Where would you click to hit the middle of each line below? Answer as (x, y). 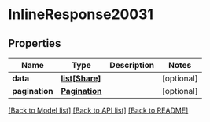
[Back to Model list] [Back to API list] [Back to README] (98, 110)
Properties (35, 43)
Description (132, 65)
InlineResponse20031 (81, 14)
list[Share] (81, 78)
